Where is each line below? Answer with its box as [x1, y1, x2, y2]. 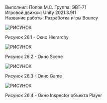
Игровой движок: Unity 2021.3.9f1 [5, 9, 76, 15]
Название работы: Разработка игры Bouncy [5, 15, 99, 20]
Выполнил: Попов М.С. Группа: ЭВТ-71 [5, 4, 87, 10]
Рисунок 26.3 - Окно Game [5, 73, 62, 79]
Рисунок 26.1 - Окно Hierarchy [5, 34, 69, 40]
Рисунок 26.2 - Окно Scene [5, 53, 63, 59]
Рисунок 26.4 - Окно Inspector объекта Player [5, 92, 102, 98]
